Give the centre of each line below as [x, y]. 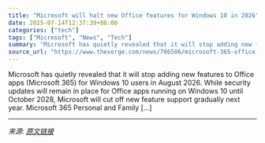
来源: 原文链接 [31, 131]
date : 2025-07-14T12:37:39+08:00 [63, 23]
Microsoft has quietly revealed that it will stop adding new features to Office [131, 74]
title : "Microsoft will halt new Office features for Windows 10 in [123, 15]
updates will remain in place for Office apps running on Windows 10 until [126, 91]
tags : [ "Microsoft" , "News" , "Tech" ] [70, 37]
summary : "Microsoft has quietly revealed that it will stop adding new [130, 45]
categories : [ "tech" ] [44, 30]
